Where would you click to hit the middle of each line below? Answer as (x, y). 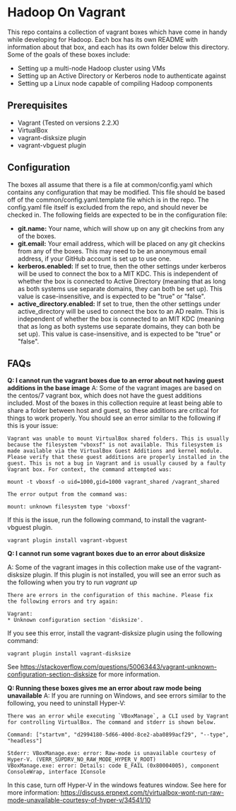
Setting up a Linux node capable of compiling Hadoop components (115, 83)
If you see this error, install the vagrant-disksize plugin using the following (115, 633)
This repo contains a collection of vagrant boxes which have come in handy (117, 32)
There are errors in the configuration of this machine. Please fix (110, 596)
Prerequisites (37, 106)
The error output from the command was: (68, 494)
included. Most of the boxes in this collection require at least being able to (115, 403)
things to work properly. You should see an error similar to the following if (114, 418)
